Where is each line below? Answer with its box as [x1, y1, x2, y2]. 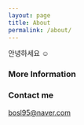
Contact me [8, 90, 54, 101]
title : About [8, 19, 51, 27]
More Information [8, 68, 76, 79]
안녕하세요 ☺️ [8, 49, 49, 58]
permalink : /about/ [8, 26, 72, 34]
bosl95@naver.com [8, 108, 71, 117]
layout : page [8, 11, 51, 20]
